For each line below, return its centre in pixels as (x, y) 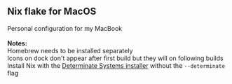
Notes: (18, 43)
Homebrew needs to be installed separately (70, 50)
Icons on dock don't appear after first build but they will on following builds (115, 58)
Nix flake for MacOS (52, 12)
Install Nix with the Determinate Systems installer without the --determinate (116, 65)
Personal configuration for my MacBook (65, 28)
